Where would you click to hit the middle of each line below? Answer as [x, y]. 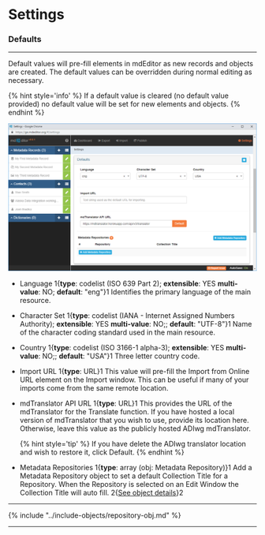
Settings [36, 15]
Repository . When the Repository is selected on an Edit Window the [129, 484]
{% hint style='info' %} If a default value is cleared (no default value [118, 95]
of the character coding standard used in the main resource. [117, 332]
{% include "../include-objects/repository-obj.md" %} [95, 515]
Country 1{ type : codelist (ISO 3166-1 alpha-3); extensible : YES [122, 348]
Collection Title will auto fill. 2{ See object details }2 [101, 493]
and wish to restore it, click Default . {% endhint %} [102, 452]
